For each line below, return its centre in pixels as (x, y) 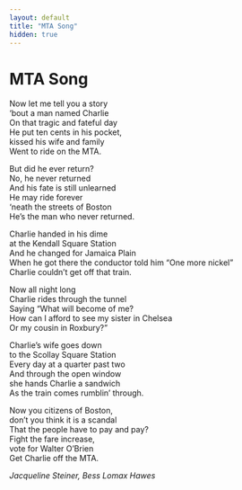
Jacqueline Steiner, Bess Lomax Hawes (82, 476)
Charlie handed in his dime (59, 234)
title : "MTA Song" (43, 26)
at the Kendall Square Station (63, 244)
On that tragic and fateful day (64, 123)
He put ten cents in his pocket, (66, 132)
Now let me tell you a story (59, 103)
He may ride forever (46, 198)
